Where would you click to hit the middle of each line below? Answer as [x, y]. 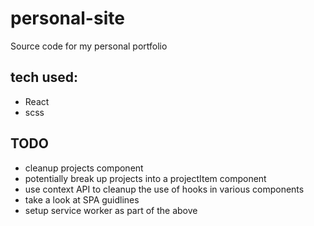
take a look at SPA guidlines [82, 199]
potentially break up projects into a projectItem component [145, 178]
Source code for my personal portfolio [89, 46]
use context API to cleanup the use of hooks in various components [164, 189]
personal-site [67, 18]
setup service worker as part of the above [111, 210]
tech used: [44, 77]
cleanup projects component [84, 168]
